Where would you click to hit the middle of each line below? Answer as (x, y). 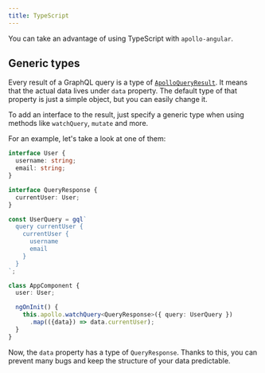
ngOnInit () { (37, 308)
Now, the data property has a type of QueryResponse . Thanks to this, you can (133, 352)
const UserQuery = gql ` (48, 219)
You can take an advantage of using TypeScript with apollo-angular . (121, 38)
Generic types (44, 63)
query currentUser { (49, 227)
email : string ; (41, 168)
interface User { (37, 153)
